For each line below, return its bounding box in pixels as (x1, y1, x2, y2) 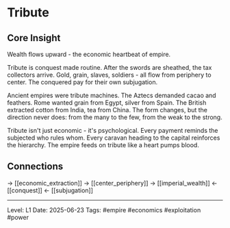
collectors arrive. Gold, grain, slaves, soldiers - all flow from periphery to (7, 71, 212, 79)
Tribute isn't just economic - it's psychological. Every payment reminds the (7, 127, 218, 134)
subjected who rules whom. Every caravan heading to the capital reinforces (7, 134, 220, 142)
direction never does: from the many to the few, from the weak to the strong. (7, 113, 222, 121)
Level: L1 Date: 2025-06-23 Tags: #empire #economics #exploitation (7, 205, 201, 214)
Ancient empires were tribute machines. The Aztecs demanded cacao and (7, 91, 217, 99)
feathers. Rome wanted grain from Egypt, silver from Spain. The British (7, 99, 207, 107)
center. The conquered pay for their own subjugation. (7, 78, 158, 86)
